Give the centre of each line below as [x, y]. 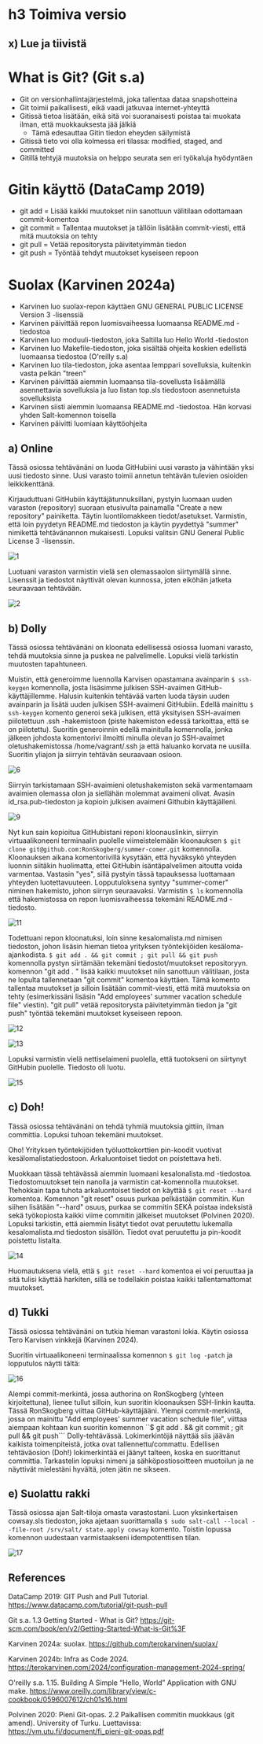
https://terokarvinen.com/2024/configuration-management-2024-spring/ [127, 1668]
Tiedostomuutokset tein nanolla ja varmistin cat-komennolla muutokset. [124, 1181]
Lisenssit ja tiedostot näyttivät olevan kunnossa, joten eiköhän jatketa [120, 580]
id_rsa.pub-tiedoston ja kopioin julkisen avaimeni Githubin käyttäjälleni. [122, 802]
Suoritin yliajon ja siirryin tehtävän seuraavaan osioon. [95, 755]
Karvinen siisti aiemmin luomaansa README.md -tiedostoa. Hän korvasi [135, 407]
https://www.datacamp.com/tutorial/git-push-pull [88, 1605]
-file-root [26, 1530]
